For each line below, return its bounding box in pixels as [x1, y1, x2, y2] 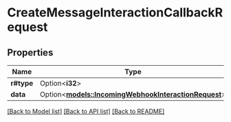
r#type [10, 79, 34, 88]
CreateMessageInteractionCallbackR [7, 5, 223, 21]
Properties [7, 47, 54, 58]
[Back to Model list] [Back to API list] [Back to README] [7, 108, 165, 115]
